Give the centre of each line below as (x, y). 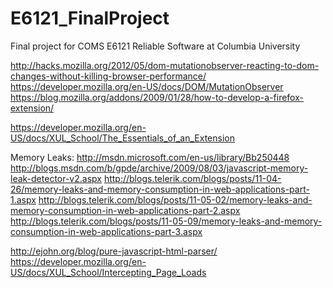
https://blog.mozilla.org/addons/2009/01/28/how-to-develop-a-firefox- (157, 97)
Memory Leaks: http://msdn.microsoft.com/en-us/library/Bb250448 (150, 157)
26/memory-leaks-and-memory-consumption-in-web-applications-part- (160, 189)
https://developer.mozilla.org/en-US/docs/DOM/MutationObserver (147, 86)
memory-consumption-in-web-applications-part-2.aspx (125, 210)
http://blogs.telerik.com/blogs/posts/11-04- (192, 178)
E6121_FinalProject (90, 18)
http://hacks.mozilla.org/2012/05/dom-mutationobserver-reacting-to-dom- (165, 65)
